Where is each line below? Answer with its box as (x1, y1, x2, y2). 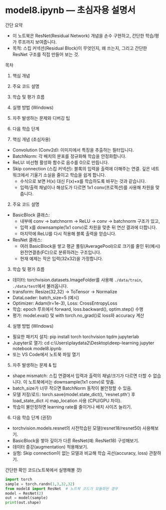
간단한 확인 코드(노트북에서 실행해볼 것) (5, 467, 82, 473)
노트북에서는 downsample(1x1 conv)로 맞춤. (28, 379, 115, 385)
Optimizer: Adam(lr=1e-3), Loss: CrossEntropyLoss (12, 300, 117, 306)
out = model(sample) (5, 496, 48, 501)
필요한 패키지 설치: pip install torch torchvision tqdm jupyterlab (12, 333, 139, 340)
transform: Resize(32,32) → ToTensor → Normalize (12, 288, 117, 295)
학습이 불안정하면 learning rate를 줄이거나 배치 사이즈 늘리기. (12, 404, 132, 410)
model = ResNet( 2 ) (5, 491, 43, 496)
